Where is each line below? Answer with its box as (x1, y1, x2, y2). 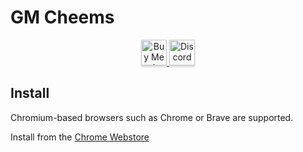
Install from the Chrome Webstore (10, 131, 150, 143)
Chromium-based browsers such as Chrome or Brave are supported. (10, 111, 294, 123)
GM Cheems (10, 6, 115, 29)
